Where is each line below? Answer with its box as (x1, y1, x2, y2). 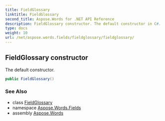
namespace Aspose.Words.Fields (12, 105, 81, 111)
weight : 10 (5, 30, 28, 35)
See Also (5, 88, 27, 95)
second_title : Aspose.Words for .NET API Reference (5, 16, 114, 21)
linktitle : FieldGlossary (5, 12, 59, 17)
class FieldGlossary (12, 99, 53, 105)
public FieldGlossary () (5, 76, 55, 81)
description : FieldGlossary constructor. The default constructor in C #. (5, 21, 162, 26)
